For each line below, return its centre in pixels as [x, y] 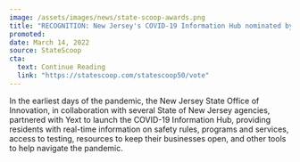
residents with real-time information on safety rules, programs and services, [149, 129]
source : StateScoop [46, 51]
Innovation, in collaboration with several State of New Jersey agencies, [140, 110]
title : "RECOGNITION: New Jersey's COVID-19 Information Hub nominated [145, 26]
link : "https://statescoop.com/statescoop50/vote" [113, 76]
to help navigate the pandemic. [66, 148]
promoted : [28, 34]
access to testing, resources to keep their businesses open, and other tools [148, 138]
